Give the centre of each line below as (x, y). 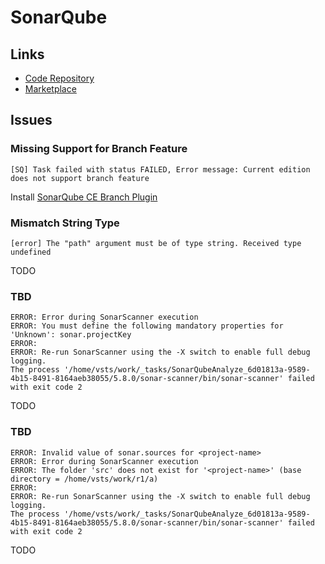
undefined (31, 252)
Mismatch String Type (65, 223)
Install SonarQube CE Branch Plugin (84, 197)
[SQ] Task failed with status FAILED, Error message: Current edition (160, 169)
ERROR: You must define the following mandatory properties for (147, 326)
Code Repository (59, 78)
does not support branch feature (80, 178)
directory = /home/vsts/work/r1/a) (84, 479)
